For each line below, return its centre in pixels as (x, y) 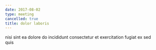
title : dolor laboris (27, 23)
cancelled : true (22, 19)
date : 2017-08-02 (23, 10)
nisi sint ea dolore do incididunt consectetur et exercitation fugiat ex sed (78, 37)
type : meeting (20, 14)
